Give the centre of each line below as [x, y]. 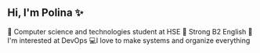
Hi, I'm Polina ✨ [45, 13]
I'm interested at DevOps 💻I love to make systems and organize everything [129, 40]
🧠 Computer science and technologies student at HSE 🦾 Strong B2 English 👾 [130, 31]
